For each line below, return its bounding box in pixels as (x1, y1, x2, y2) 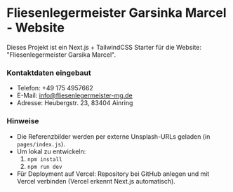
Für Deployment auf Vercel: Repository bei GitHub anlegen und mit (16, 170, 210, 178)
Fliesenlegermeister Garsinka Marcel (6, 5, 227, 21)
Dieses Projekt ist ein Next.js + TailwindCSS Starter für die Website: (6, 43, 201, 51)
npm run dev (27, 163, 62, 170)
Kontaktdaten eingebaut (6, 68, 92, 78)
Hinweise (6, 116, 39, 126)
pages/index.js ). (16, 139, 66, 148)
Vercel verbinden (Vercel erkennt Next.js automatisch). (16, 177, 176, 185)
